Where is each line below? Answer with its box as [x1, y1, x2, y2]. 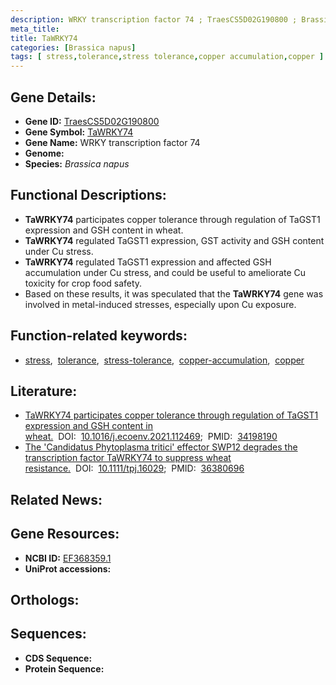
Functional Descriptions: [10, 187, 167, 204]
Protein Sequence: [24, 662, 105, 675]
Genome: [24, 147, 65, 159]
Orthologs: [10, 591, 80, 608]
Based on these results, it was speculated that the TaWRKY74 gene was [24, 287, 324, 300]
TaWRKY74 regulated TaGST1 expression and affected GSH [24, 256, 272, 268]
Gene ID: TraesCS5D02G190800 [24, 115, 160, 127]
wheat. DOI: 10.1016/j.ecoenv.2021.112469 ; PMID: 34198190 [24, 431, 278, 443]
